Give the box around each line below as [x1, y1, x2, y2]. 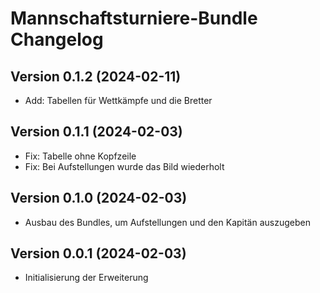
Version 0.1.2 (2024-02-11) [10, 68, 182, 85]
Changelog [10, 28, 104, 51]
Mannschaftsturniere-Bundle [10, 7, 258, 30]
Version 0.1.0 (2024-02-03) [10, 190, 188, 207]
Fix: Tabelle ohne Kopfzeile [24, 150, 137, 162]
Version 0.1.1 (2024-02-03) [10, 123, 183, 141]
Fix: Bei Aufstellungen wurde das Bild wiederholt [24, 160, 225, 172]
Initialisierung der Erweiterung [24, 272, 149, 284]
